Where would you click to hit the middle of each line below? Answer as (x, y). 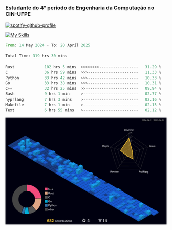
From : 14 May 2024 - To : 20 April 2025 (48, 45)
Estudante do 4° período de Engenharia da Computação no (80, 8)
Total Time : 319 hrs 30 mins (36, 56)
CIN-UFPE (18, 14)
